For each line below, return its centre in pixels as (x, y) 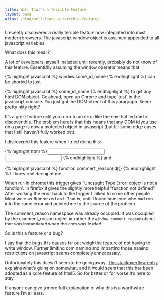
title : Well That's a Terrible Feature (46, 10)
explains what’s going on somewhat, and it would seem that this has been (79, 268)
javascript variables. (25, 43)
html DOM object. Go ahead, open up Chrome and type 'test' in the (73, 97)
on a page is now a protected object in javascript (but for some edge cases (81, 127)
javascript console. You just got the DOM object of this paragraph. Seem (78, 102)
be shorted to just (23, 82)
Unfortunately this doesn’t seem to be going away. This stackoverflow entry (82, 263)
